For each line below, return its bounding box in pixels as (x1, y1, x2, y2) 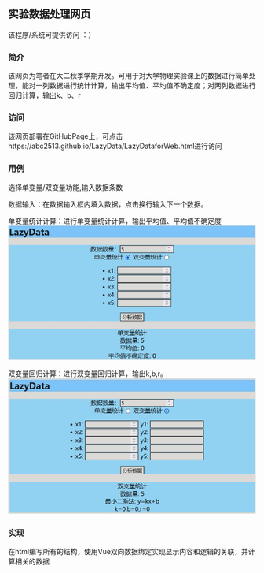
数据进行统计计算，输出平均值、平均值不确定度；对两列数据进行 (49, 81, 256, 91)
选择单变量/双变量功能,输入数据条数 (8, 182, 123, 192)
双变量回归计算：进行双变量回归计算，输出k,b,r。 (8, 369, 167, 378)
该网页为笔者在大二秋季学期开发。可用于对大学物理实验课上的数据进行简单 (8, 71, 249, 80)
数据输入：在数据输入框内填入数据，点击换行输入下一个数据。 (8, 199, 208, 209)
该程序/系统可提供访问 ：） (8, 30, 96, 39)
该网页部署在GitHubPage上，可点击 (8, 132, 123, 141)
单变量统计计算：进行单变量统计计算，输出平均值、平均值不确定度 (8, 216, 222, 225)
